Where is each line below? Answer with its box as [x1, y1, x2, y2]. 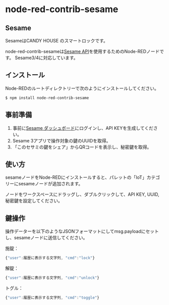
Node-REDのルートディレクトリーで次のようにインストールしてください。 [5, 85, 159, 91]
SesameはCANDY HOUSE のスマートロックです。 [5, 38, 108, 43]
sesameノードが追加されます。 [18, 181, 83, 187]
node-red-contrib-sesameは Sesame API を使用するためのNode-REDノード [5, 48, 160, 54]
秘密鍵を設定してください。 [5, 198, 63, 204]
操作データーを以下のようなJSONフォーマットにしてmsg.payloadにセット [5, 228, 159, 234]
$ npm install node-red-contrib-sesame [5, 95, 89, 100]
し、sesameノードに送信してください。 [5, 235, 88, 241]
